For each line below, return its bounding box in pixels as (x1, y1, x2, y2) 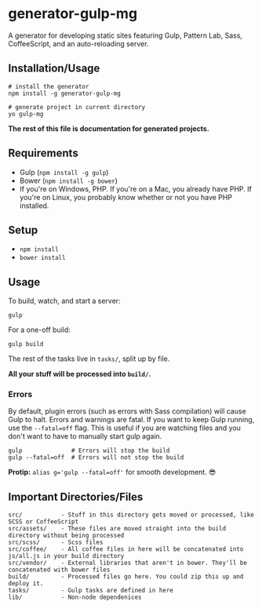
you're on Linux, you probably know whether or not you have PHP (19, 192, 233, 202)
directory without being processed (8, 531, 125, 540)
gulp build (8, 341, 44, 348)
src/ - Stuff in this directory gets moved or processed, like (8, 511, 255, 519)
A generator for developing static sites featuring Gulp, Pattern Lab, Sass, (8, 31, 243, 40)
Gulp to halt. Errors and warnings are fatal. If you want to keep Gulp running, (8, 415, 255, 425)
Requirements (8, 147, 78, 160)
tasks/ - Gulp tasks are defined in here (8, 586, 174, 595)
